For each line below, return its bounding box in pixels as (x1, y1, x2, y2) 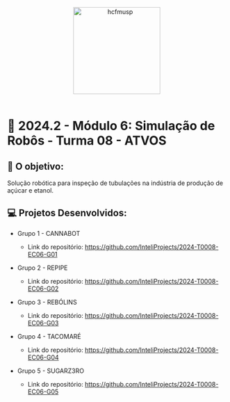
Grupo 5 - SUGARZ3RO (17, 367, 85, 375)
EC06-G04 (27, 353, 59, 361)
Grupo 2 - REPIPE (17, 264, 68, 272)
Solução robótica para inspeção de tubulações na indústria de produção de (7, 179, 224, 187)
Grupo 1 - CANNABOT (17, 229, 81, 237)
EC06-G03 (27, 319, 59, 327)
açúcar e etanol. (7, 186, 54, 194)
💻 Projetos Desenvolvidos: (7, 207, 127, 219)
